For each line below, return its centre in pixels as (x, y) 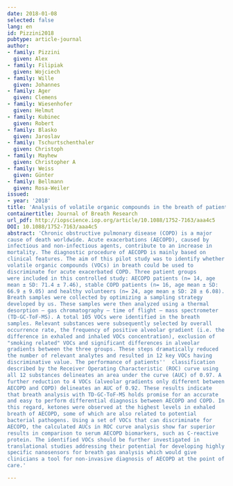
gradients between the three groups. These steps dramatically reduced (113, 349)
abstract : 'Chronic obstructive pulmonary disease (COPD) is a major (110, 233)
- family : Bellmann (35, 181)
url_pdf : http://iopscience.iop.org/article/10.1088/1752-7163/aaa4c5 (111, 220)
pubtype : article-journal (44, 40)
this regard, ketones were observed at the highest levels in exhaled (111, 408)
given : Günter (34, 175)
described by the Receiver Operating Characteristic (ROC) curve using (113, 369)
